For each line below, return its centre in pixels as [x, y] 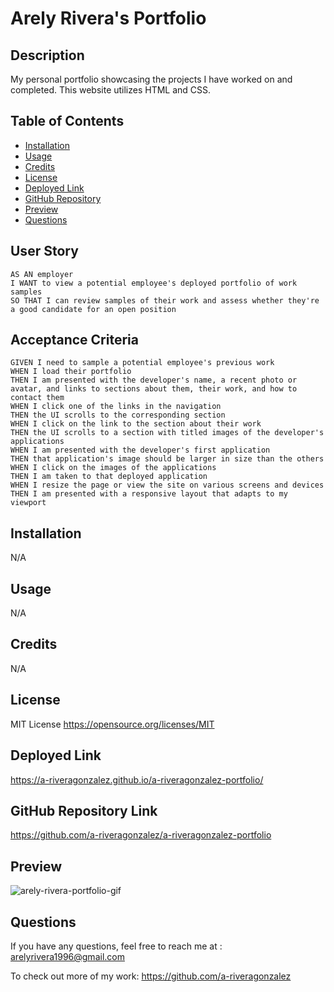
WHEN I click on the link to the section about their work [136, 424]
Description [47, 55]
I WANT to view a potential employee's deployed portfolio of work [154, 283]
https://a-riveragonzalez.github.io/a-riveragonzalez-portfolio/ [137, 779]
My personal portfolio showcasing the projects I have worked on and [151, 79]
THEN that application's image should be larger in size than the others [167, 459]
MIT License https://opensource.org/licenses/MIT [112, 724]
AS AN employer [42, 274]
